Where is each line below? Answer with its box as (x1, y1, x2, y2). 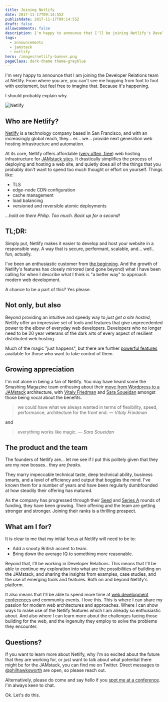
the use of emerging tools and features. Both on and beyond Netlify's (5, 577, 148, 583)
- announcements (9, 40, 43, 45)
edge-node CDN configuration (12, 187, 75, 193)
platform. (5, 582, 24, 588)
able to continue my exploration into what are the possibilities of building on (5, 566, 161, 572)
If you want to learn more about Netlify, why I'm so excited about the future (5, 651, 160, 657)
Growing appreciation (5, 365, 74, 374)
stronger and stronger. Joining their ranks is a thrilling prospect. (5, 508, 136, 514)
